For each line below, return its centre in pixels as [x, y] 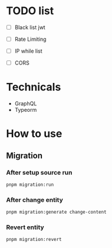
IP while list [28, 51]
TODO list [30, 11]
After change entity [35, 199]
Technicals [34, 87]
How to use [34, 134]
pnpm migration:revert [34, 240]
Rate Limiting [30, 39]
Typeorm [26, 110]
